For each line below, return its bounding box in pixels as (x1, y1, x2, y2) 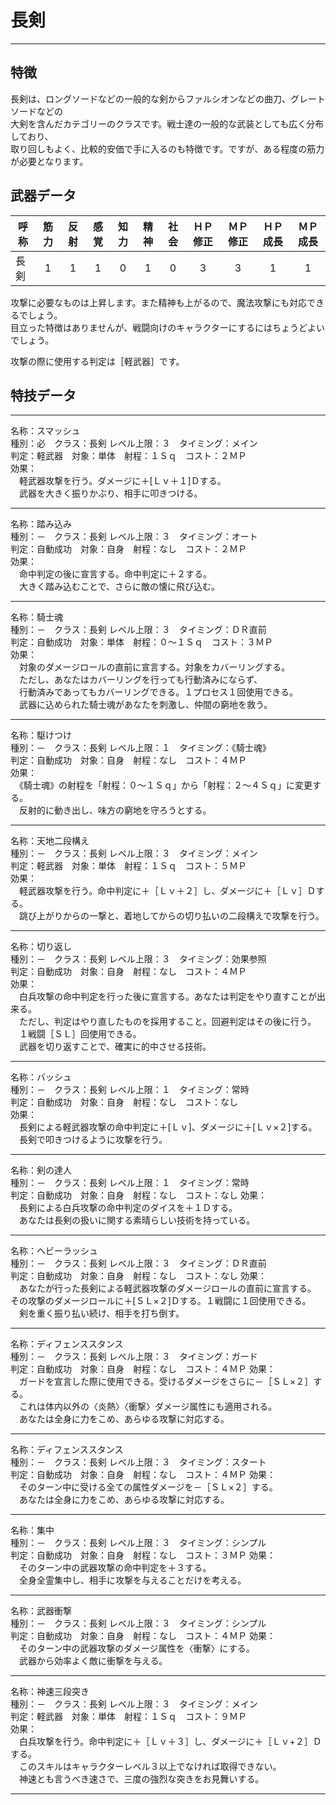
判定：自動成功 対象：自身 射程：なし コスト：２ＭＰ (10, 543, 247, 555)
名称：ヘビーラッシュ (10, 1245, 98, 1257)
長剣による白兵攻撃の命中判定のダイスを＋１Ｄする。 (18, 1202, 238, 1214)
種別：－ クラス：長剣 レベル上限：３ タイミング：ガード (10, 1351, 258, 1363)
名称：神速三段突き (10, 1686, 90, 1698)
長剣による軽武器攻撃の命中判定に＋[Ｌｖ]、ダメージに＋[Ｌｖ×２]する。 (18, 1121, 318, 1133)
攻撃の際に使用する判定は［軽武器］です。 (10, 355, 185, 367)
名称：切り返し (10, 941, 72, 953)
